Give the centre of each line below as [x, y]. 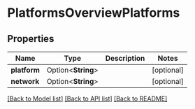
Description [125, 58]
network [25, 81]
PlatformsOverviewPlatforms [94, 13]
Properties [31, 39]
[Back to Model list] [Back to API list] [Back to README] [87, 99]
